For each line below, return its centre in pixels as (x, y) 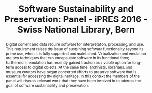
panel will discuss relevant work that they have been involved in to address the (73, 81)
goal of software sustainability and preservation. (47, 85)
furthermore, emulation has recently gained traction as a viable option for (69, 63)
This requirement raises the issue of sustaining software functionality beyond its (75, 49)
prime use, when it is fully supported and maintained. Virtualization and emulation (76, 53)
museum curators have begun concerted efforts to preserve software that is (71, 72)
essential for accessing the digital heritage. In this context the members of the (73, 76)
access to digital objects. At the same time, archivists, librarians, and (74, 67)
